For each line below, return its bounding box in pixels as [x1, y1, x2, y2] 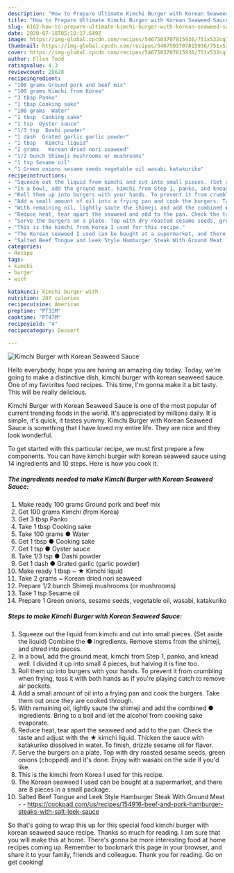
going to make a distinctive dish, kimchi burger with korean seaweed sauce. [8, 373, 225, 382]
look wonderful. [8, 431, 53, 439]
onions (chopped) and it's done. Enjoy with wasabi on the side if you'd [17, 755, 219, 764]
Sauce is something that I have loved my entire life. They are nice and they [8, 423, 221, 432]
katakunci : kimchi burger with [8, 288, 99, 295]
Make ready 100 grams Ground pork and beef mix [17, 500, 160, 508]
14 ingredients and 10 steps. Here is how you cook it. [8, 459, 159, 467]
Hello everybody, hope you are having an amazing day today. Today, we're [8, 365, 222, 374]
